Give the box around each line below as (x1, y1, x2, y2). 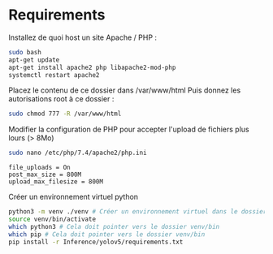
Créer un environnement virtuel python (8, 192, 139, 202)
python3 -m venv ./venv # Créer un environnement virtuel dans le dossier (8, 208, 267, 216)
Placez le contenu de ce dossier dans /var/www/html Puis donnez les (8, 85, 241, 95)
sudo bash (8, 48, 42, 56)
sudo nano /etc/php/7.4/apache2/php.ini (8, 149, 148, 157)
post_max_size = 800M (8, 170, 82, 179)
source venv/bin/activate (8, 215, 96, 224)
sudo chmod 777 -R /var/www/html (8, 110, 122, 118)
